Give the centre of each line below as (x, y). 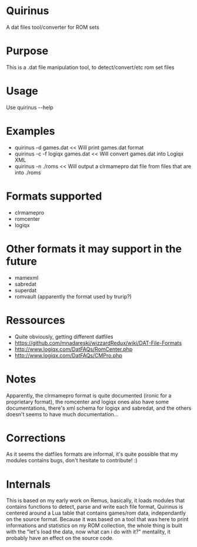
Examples (31, 131)
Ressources (36, 320)
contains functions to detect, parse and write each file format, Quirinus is (95, 507)
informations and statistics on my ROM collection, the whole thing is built (94, 526)
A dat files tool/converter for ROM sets (53, 27)
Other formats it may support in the (94, 249)
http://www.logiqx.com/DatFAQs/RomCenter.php (74, 349)
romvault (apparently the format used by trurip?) (73, 296)
